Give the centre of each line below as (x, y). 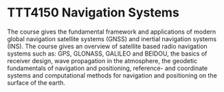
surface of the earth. (36, 82)
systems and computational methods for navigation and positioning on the (112, 75)
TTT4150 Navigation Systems (93, 13)
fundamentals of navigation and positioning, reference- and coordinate (108, 68)
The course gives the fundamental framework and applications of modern (112, 32)
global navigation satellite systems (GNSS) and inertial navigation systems (112, 38)
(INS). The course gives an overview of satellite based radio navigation (107, 46)
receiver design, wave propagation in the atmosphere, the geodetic (102, 60)
